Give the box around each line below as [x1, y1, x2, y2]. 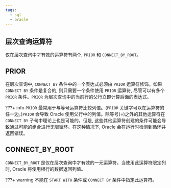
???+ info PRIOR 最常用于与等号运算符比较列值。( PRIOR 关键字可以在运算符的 [5, 105, 165, 110]
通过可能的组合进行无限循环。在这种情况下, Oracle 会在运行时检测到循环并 [9, 124, 166, 130]
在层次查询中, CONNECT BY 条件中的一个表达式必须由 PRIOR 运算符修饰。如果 [5, 81, 162, 87]
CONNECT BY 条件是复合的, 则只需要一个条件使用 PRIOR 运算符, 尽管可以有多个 [5, 87, 165, 93]
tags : [5, 7, 17, 13]
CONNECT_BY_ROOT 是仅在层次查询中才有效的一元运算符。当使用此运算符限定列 [5, 159, 166, 166]
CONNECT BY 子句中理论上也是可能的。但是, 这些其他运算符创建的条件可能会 [5, 118, 162, 123]
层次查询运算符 [5, 37, 53, 46]
